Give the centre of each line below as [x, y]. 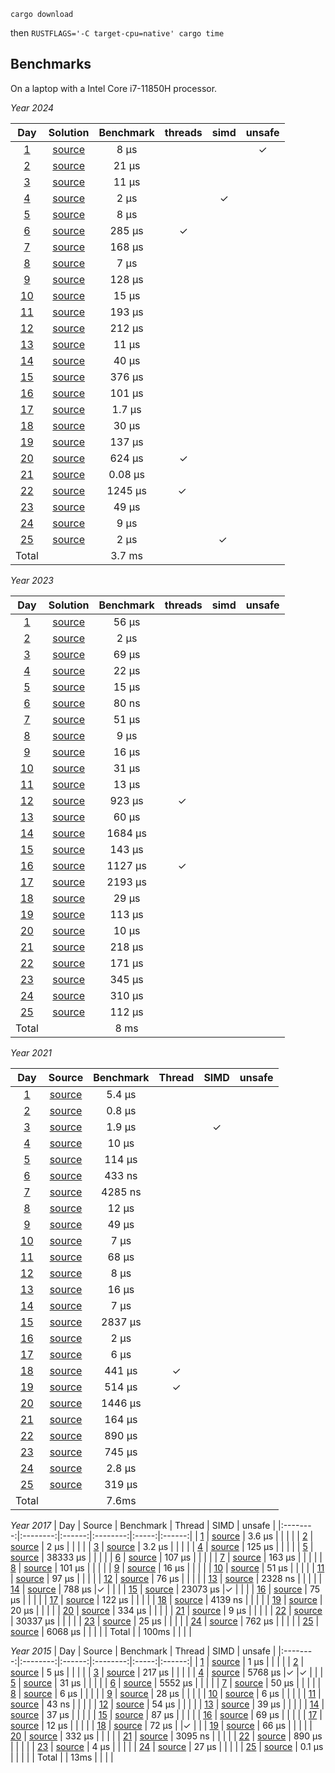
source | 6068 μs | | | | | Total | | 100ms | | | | [101, 1631]
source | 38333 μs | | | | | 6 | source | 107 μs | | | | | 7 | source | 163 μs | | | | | [166, 1557]
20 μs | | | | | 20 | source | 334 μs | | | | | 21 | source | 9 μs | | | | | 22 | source [166, 1610]
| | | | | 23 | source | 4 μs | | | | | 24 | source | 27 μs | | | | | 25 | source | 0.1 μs [167, 1746]
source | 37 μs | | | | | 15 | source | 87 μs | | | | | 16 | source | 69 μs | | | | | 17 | [166, 1714]
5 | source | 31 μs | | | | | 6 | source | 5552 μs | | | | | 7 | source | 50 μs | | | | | [166, 1682]
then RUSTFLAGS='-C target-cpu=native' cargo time [117, 33]
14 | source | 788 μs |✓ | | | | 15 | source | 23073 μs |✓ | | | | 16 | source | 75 [165, 1589]
